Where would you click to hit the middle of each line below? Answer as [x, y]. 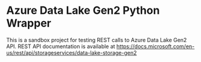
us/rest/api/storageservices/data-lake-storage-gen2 [72, 52]
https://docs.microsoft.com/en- [156, 46]
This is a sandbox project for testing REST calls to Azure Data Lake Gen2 [97, 40]
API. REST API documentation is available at [61, 46]
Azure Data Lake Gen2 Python [83, 11]
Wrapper [29, 23]
